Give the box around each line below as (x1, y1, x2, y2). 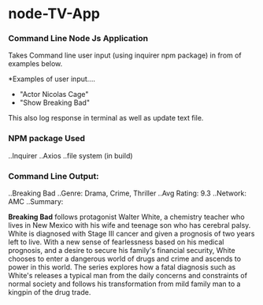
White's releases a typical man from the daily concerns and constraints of (8, 271, 248, 281)
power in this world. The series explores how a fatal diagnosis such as (8, 262, 236, 272)
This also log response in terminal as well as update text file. (8, 113, 204, 123)
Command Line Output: (8, 170, 100, 181)
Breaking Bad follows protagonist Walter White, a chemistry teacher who (8, 212, 246, 221)
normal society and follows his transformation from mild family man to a (8, 279, 241, 288)
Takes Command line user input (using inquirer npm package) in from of (8, 50, 242, 60)
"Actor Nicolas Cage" (19, 90, 89, 99)
